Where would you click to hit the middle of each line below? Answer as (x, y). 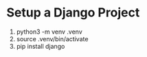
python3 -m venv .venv (49, 32)
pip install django (41, 46)
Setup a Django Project (73, 13)
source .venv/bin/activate (52, 38)
